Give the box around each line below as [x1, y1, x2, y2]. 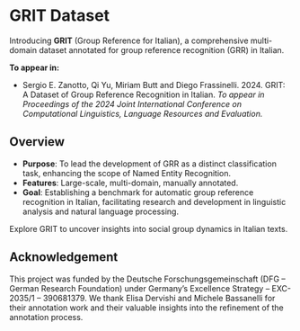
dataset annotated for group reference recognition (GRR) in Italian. [39, 44, 285, 55]
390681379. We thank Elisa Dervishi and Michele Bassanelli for [42, 292, 276, 303]
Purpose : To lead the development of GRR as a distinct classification [22, 158, 277, 169]
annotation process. [9, 311, 84, 322]
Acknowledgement [9, 249, 119, 265]
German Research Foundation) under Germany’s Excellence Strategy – [9, 282, 270, 293]
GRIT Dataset [9, 5, 110, 26]
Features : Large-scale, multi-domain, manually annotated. [22, 177, 239, 188]
